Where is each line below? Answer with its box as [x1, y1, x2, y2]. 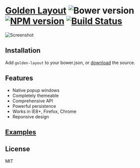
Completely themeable [12, 92, 59, 98]
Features [5, 74, 33, 83]
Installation [5, 46, 41, 55]
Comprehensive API [12, 97, 54, 104]
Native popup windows [12, 87, 60, 93]
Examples [5, 128, 36, 136]
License [5, 145, 30, 154]
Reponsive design [12, 113, 49, 119]
